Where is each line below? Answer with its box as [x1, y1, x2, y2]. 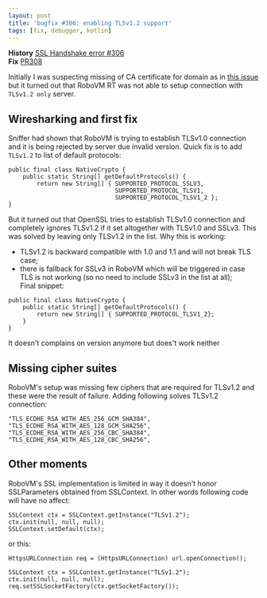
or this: [8, 539, 32, 549]
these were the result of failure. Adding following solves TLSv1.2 [8, 391, 219, 400]
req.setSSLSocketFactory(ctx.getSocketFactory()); [8, 582, 180, 590]
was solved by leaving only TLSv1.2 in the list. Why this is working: [8, 232, 226, 242]
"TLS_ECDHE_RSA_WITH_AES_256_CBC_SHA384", [8, 429, 151, 437]
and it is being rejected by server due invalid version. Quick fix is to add [8, 142, 242, 151]
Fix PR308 [8, 57, 43, 66]
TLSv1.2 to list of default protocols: [8, 151, 122, 160]
